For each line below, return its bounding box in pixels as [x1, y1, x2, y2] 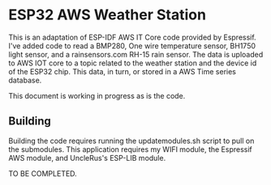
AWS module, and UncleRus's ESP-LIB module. [8, 153, 166, 162]
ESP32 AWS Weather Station [8, 6, 207, 24]
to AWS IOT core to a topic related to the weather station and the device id [8, 58, 257, 68]
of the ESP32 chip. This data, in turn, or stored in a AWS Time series [8, 66, 237, 76]
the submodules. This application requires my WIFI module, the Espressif [8, 144, 253, 154]
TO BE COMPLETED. [8, 168, 77, 179]
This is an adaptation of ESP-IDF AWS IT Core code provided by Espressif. [8, 32, 257, 42]
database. [8, 75, 42, 85]
